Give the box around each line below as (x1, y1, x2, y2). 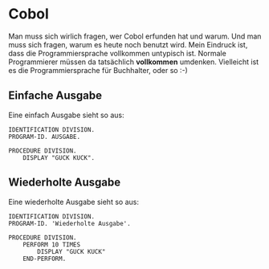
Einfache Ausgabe (8, 89, 103, 103)
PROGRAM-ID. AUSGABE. (8, 132, 81, 141)
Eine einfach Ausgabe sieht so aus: (8, 110, 124, 120)
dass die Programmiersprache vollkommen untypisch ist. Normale (8, 48, 226, 58)
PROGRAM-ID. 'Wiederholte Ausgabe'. (8, 219, 131, 227)
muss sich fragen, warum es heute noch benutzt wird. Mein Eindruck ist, (8, 39, 248, 49)
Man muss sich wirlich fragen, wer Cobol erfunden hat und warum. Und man (8, 31, 262, 41)
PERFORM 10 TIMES (22, 240, 81, 249)
